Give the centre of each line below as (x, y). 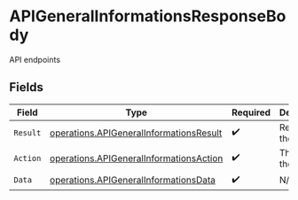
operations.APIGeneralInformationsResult (136, 133)
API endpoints (35, 59)
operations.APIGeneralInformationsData (133, 181)
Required (251, 112)
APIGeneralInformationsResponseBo (148, 16)
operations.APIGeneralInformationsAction (137, 158)
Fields (27, 87)
